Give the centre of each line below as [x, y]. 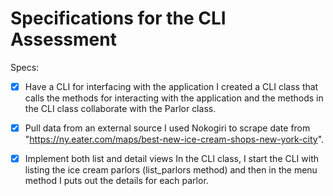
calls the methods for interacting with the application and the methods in [174, 98]
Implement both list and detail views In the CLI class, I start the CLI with [172, 159]
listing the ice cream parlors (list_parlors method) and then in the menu [171, 170]
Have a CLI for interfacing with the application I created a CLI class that [171, 86]
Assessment [63, 39]
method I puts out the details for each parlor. [116, 181]
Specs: [25, 67]
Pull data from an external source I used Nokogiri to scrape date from [167, 128]
